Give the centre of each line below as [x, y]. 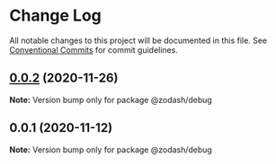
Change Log [55, 16]
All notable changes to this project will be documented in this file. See [138, 40]
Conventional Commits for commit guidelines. [93, 49]
